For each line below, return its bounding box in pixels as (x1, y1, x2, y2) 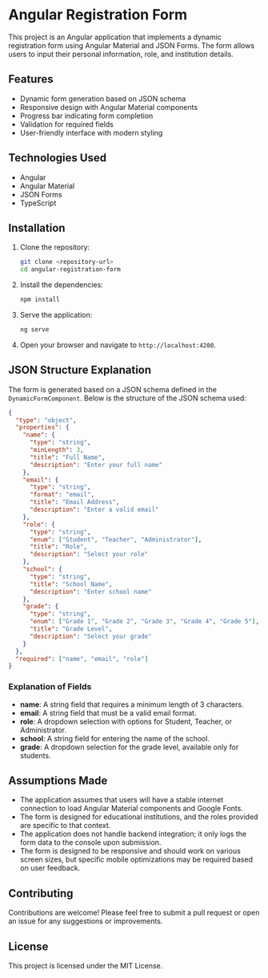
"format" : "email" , (29, 491, 94, 499)
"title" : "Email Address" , (29, 498, 120, 506)
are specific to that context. (19, 821, 111, 830)
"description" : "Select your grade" (29, 632, 152, 640)
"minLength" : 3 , (29, 446, 84, 454)
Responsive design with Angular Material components (19, 102, 198, 112)
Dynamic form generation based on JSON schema (19, 94, 186, 103)
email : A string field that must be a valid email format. (19, 708, 197, 717)
